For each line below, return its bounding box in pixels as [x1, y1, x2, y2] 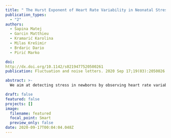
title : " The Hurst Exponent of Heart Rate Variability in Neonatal [5, 7, 154, 13]
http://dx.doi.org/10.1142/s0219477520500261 [5, 64, 103, 69]
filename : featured [10, 111, 51, 116]
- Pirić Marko [10, 50, 40, 55]
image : [5, 106, 19, 111]
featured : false [5, 96, 40, 102]
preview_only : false [10, 120, 53, 125]
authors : [5, 21, 24, 27]
